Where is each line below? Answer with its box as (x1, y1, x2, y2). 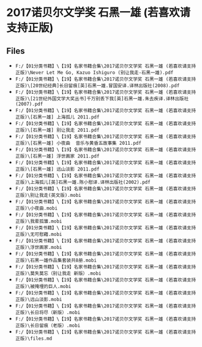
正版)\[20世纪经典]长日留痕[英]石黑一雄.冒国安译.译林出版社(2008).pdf (15, 83, 180, 89)
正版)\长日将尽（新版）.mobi (15, 310, 81, 316)
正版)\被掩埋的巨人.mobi (15, 283, 72, 289)
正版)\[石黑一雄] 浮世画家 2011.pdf (15, 153, 100, 159)
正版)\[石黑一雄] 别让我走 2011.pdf (15, 127, 100, 133)
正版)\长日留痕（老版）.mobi (15, 322, 81, 329)
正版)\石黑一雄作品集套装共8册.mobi (15, 257, 97, 264)
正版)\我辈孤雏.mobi (15, 218, 62, 224)
